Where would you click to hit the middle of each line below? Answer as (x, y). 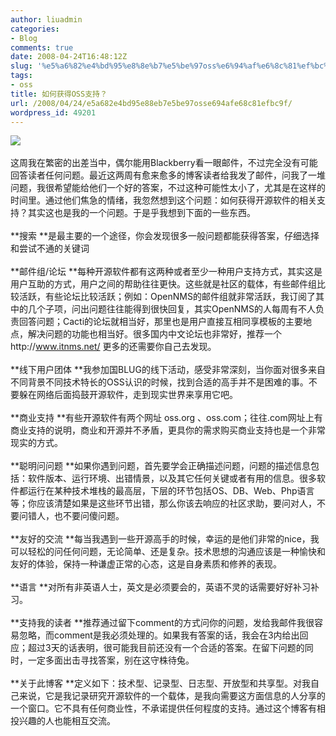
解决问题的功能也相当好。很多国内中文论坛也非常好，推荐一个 (154, 334)
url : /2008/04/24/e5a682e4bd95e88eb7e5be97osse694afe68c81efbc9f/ (151, 103)
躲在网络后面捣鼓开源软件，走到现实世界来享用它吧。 (128, 395)
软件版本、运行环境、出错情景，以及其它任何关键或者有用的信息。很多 (172, 478)
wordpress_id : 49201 (53, 112)
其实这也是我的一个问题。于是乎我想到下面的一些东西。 (141, 213)
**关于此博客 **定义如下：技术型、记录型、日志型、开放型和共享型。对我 (160, 683)
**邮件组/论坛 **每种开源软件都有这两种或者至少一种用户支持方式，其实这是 (166, 272)
